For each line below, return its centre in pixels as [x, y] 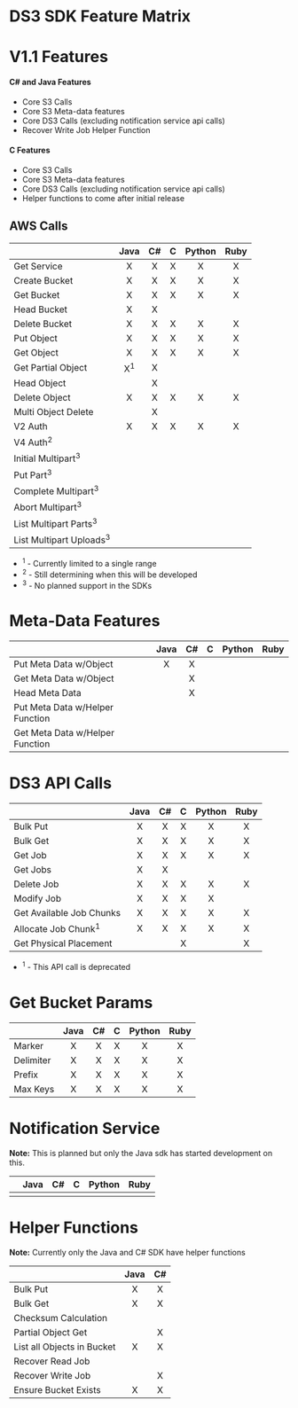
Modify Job [38, 899]
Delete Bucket [43, 324]
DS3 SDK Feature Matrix [100, 16]
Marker [29, 1045]
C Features [30, 150]
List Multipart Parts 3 [55, 523]
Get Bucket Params [81, 1003]
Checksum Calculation [61, 1318]
